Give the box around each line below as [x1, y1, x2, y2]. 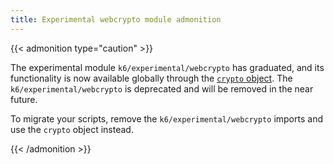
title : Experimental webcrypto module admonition [10, 14, 222, 25]
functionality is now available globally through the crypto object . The [10, 72, 293, 84]
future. [10, 93, 38, 105]
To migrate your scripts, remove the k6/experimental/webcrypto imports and [10, 112, 323, 125]
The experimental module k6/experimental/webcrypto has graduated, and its [10, 61, 325, 73]
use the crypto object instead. [10, 123, 134, 135]
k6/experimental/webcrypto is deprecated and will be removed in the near [10, 82, 314, 95]
